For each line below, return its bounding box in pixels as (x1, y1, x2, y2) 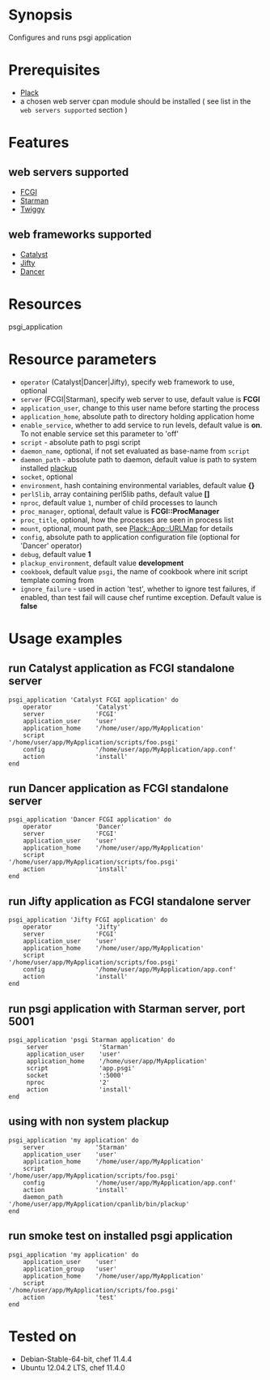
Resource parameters (8, 350, 157, 368)
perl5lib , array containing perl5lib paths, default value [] (19, 489, 210, 499)
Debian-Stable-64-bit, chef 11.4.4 (19, 1354, 132, 1364)
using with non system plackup (8, 1115, 170, 1129)
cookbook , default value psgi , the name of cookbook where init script (19, 566, 248, 576)
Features (8, 134, 70, 152)
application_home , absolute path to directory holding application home (19, 411, 255, 421)
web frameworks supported (8, 228, 152, 242)
